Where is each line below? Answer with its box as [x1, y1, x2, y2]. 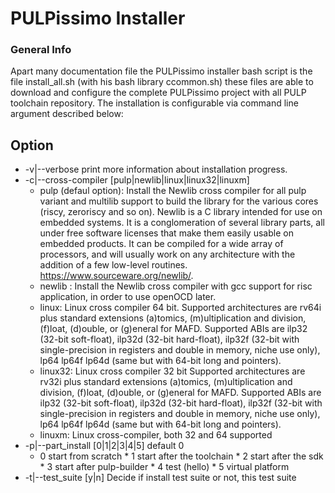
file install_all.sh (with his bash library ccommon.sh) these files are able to [10, 76, 314, 88]
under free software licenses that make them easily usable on [39, 227, 294, 239]
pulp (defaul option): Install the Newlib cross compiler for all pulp [39, 185, 307, 197]
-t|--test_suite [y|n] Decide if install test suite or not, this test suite [24, 472, 297, 484]
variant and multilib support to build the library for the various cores [39, 195, 319, 207]
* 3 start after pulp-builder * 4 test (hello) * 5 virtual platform [39, 461, 290, 473]
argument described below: [10, 108, 124, 120]
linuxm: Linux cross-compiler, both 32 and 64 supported [39, 429, 273, 441]
